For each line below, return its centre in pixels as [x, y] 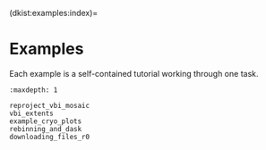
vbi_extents [31, 113]
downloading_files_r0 [50, 137]
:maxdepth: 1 [34, 90]
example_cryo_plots [46, 121]
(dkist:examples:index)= [54, 13]
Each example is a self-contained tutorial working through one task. [134, 73]
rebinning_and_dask [46, 129]
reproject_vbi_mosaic [50, 105]
